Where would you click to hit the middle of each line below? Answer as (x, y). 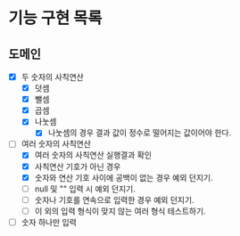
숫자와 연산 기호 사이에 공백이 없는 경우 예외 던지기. (124, 177)
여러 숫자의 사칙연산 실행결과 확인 (93, 155)
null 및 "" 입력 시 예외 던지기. (85, 189)
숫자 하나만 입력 (49, 222)
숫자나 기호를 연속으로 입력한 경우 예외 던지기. (114, 199)
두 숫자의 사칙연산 (52, 77)
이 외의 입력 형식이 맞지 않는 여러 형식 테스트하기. (120, 211)
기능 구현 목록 (55, 18)
